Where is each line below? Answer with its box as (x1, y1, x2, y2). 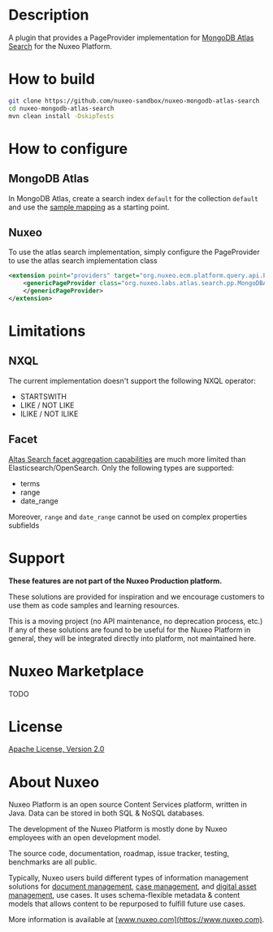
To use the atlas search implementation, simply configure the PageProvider (8, 247, 260, 257)
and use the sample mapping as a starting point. (8, 202, 170, 212)
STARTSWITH (19, 391, 67, 401)
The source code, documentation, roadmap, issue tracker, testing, (8, 849, 230, 859)
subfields (8, 520, 40, 530)
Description (8, 6, 89, 24)
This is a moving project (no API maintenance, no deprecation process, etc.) (8, 616, 263, 626)
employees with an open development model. (8, 833, 161, 842)
